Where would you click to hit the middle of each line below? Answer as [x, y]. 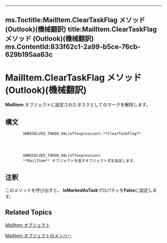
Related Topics [29, 212]
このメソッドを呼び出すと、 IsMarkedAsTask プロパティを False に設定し [79, 190]
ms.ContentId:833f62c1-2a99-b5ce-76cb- [73, 47]
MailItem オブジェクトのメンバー [39, 236]
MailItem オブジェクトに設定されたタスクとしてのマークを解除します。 [78, 105]
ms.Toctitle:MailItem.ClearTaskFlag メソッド [75, 20]
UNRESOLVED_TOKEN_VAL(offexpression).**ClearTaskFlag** [82, 134]
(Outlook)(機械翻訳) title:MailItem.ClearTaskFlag [81, 30]
